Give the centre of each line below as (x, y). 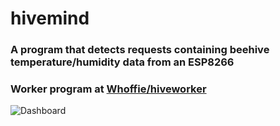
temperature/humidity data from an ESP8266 (122, 62)
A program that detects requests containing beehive (140, 50)
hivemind (50, 18)
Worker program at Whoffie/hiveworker (108, 89)
